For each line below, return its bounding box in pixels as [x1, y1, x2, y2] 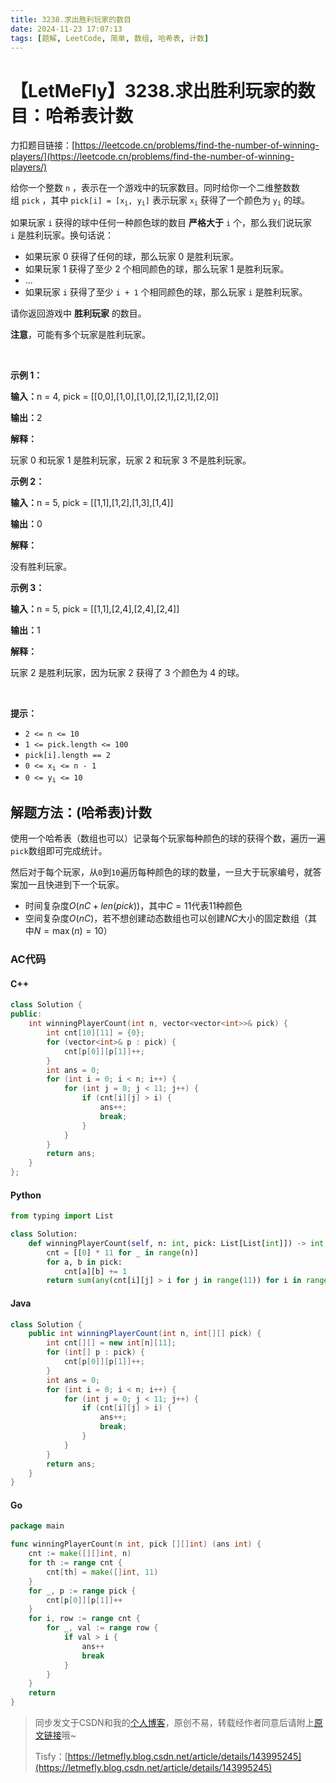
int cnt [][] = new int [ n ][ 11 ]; [46, 1338, 177, 1348]
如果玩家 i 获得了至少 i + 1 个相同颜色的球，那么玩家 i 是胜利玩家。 [24, 286, 308, 298]
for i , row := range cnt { [28, 1614, 141, 1624]
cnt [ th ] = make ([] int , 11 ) [46, 1567, 159, 1577]
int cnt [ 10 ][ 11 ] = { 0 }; [46, 1028, 145, 1038]
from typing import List [10, 1211, 114, 1221]
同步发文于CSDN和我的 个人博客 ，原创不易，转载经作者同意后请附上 [34, 1717, 315, 1729]
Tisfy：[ [34, 1751, 68, 1763]
